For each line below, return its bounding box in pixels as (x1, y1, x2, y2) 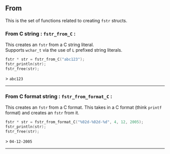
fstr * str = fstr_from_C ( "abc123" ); (5, 57, 85, 62)
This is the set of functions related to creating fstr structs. (5, 17, 127, 23)
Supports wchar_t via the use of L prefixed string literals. (5, 47, 122, 53)
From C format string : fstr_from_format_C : (5, 93, 112, 100)
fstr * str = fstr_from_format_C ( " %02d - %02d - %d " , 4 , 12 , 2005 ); (5, 120, 144, 125)
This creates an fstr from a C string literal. (5, 42, 95, 48)
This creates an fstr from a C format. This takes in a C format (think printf (5, 104, 162, 110)
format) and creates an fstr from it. (5, 110, 79, 116)
